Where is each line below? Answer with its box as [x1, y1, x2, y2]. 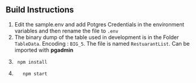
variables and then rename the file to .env [14, 27, 119, 34]
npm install [17, 59, 48, 65]
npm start [22, 70, 48, 77]
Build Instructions [5, 5, 74, 15]
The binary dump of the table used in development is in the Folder [14, 33, 179, 41]
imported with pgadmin [14, 46, 74, 54]
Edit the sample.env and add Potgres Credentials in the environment [14, 20, 185, 28]
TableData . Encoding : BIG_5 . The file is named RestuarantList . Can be [14, 40, 190, 47]
